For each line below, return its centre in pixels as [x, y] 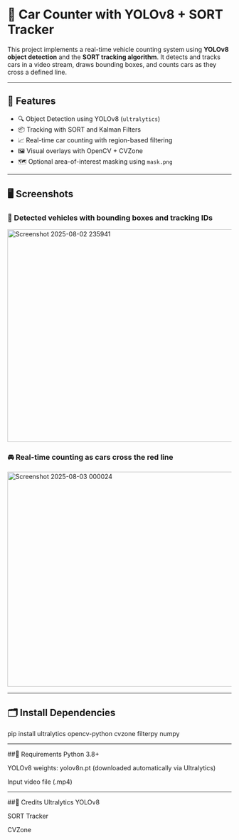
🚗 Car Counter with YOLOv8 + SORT [115, 15]
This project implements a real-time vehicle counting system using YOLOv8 [118, 49]
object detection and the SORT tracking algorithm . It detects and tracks [114, 57]
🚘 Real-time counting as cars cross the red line [90, 457]
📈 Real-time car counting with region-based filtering [95, 140]
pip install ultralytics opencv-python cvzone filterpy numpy [94, 733]
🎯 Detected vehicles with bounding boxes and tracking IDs [110, 218]
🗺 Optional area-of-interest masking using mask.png [95, 161]
